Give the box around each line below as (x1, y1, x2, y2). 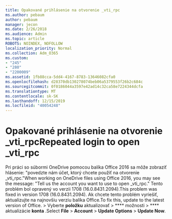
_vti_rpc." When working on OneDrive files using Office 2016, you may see (5, 175, 160, 181)
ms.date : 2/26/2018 (5, 27, 47, 32)
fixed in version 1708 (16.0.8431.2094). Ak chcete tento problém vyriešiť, (5, 191, 159, 198)
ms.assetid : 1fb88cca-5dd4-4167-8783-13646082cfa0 (5, 75, 116, 80)
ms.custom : (5, 55, 29, 61)
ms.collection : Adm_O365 (5, 50, 58, 56)
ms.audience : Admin (5, 31, 47, 36)
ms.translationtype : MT (5, 88, 56, 94)
